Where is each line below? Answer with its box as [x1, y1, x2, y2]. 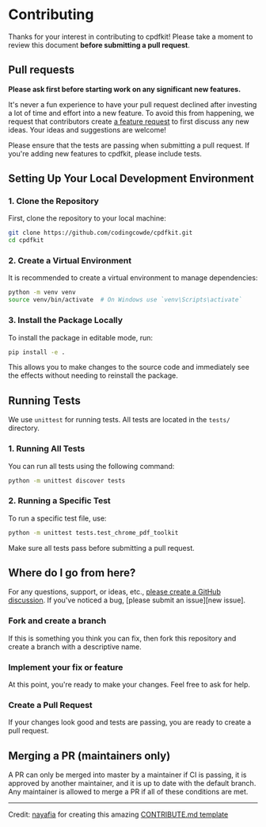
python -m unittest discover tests [8, 476, 126, 485]
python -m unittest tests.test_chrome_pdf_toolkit [8, 529, 179, 537]
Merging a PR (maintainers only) [8, 748, 171, 763]
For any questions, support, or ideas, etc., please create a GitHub [8, 587, 222, 597]
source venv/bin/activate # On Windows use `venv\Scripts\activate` [8, 296, 243, 304]
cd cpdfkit [8, 237, 44, 244]
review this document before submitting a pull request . [8, 40, 190, 49]
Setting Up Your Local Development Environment [8, 172, 255, 186]
